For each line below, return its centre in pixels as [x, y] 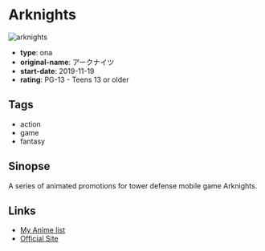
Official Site [39, 239]
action [31, 124]
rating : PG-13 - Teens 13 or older [74, 79]
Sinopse [29, 166]
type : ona [36, 52]
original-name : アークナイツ [67, 62]
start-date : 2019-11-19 [57, 71]
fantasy [33, 141]
